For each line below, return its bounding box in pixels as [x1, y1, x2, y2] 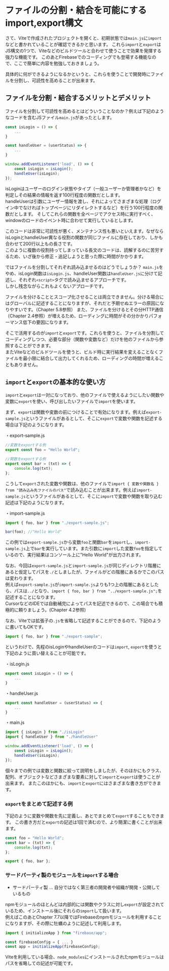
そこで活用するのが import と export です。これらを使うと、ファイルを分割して [5, 330, 164, 336]
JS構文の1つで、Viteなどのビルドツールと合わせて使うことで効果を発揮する [5, 48, 162, 54]
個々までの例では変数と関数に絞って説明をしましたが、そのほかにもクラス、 [5, 767, 164, 774]
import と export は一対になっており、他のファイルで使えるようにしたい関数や [5, 392, 164, 398]
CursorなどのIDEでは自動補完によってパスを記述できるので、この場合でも [5, 600, 159, 606]
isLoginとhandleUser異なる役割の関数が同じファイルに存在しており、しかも [5, 234, 163, 240]
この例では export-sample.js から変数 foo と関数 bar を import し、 [5, 539, 135, 545]
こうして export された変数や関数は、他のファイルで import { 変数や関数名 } [5, 480, 159, 487]
